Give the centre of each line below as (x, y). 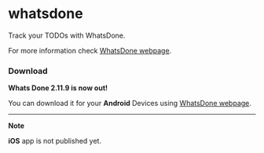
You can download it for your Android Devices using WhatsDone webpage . (130, 104)
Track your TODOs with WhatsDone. (67, 35)
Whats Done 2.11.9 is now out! (58, 88)
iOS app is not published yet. (55, 141)
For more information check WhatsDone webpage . (90, 50)
